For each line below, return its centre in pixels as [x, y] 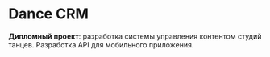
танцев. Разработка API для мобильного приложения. [101, 44]
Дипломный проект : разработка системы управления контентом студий [135, 36]
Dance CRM [48, 14]
